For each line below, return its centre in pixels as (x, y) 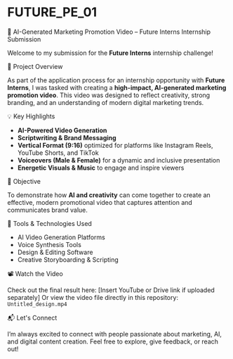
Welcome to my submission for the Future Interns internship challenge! (111, 53)
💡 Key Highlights (31, 116)
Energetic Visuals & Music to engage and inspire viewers (101, 168)
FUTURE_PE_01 (52, 12)
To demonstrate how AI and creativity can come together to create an (109, 195)
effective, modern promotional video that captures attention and (100, 202)
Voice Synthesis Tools (49, 244)
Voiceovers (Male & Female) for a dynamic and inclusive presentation (119, 160)
